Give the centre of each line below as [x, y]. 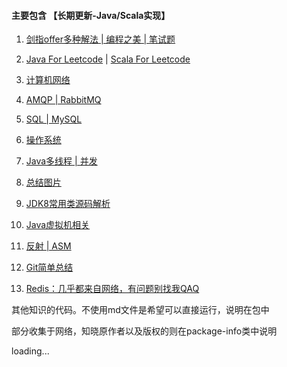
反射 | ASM [48, 246]
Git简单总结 [49, 267]
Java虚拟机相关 [58, 225]
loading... [30, 351]
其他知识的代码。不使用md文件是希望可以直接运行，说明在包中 [140, 310]
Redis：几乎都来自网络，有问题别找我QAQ [112, 289]
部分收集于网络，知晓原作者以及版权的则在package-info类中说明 [144, 331]
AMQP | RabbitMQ [63, 100]
